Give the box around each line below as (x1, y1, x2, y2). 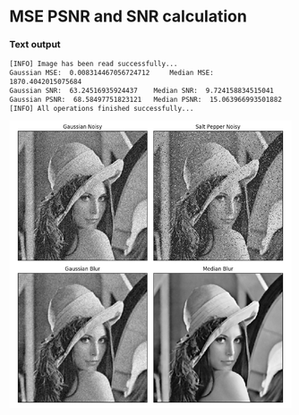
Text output (9, 38, 61, 51)
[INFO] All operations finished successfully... (9, 105, 194, 114)
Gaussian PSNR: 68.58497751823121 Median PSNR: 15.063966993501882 (9, 96, 282, 105)
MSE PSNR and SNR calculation (9, 6, 248, 27)
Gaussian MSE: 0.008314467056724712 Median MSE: (9, 69, 215, 78)
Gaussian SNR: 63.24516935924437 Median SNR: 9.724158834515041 (9, 87, 275, 96)
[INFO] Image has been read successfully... (9, 60, 178, 69)
